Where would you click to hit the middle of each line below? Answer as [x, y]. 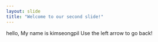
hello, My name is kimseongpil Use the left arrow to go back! [79, 33]
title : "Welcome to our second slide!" [55, 17]
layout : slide [23, 11]
